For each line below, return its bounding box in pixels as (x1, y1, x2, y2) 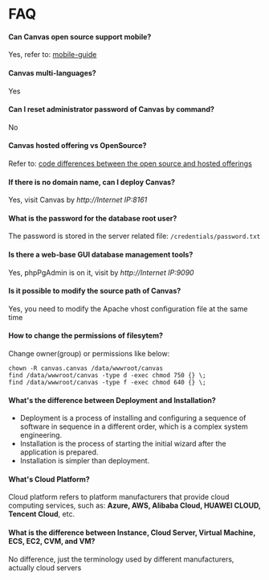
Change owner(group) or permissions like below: (8, 349, 170, 359)
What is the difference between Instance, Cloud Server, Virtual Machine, (8, 528, 255, 537)
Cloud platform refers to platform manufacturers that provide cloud (8, 492, 230, 502)
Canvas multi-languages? (8, 68, 96, 77)
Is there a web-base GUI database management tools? (8, 250, 194, 259)
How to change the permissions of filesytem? (8, 331, 163, 340)
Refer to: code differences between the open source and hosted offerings (8, 158, 253, 168)
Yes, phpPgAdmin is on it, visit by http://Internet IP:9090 (8, 267, 194, 278)
